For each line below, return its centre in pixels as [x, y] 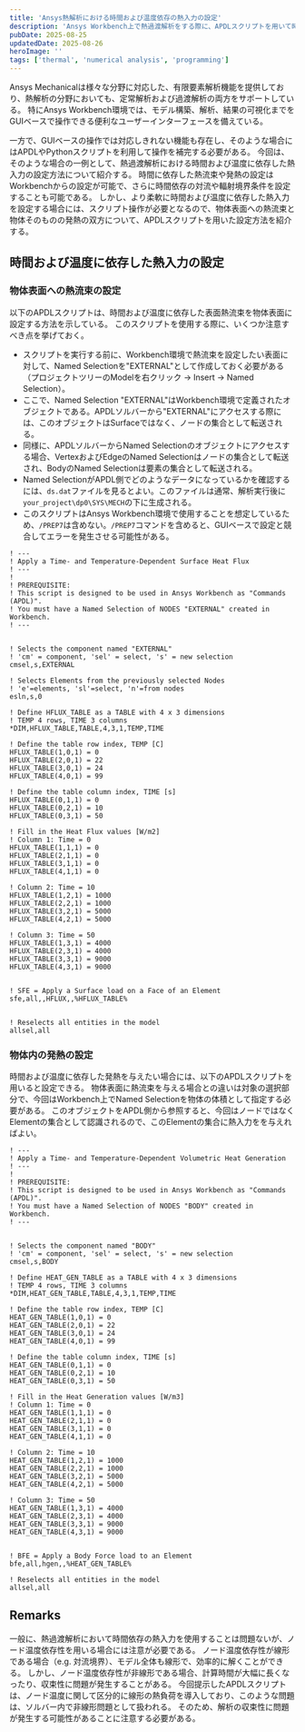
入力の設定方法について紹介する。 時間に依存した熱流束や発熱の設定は [142, 174]
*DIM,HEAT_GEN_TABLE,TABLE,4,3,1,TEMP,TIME [93, 1293]
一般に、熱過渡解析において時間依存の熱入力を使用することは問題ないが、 [148, 1638]
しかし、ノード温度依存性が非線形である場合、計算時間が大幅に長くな [158, 1672]
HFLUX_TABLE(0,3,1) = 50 [56, 816]
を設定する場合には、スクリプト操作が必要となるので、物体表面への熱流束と [152, 209]
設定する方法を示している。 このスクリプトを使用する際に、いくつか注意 [146, 324]
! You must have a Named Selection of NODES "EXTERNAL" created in [140, 609]
